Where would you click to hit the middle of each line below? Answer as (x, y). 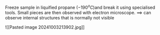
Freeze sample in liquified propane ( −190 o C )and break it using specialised (80, 7)
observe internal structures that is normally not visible (60, 17)
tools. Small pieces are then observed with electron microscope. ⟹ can (78, 12)
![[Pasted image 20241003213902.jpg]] (45, 27)
